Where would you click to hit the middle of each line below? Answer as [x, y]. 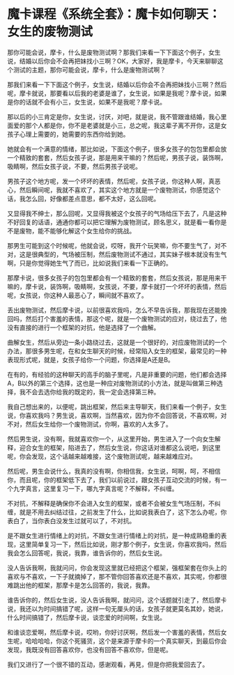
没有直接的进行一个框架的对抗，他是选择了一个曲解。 [84, 327]
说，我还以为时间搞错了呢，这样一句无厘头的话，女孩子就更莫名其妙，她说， [117, 608]
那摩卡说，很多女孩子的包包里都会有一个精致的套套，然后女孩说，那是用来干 [117, 278]
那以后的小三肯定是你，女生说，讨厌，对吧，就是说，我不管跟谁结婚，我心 [114, 116]
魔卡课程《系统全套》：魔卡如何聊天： [114, 14]
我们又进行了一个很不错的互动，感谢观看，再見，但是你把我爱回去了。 [108, 664]
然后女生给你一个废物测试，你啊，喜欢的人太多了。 [99, 424]
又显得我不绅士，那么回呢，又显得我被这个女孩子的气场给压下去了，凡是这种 [117, 213]
